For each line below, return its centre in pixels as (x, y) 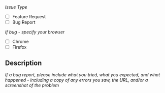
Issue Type (16, 7)
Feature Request (29, 16)
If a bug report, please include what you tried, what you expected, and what (82, 75)
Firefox (19, 47)
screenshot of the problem (32, 85)
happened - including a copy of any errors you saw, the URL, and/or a (77, 80)
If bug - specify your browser (35, 32)
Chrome (20, 42)
